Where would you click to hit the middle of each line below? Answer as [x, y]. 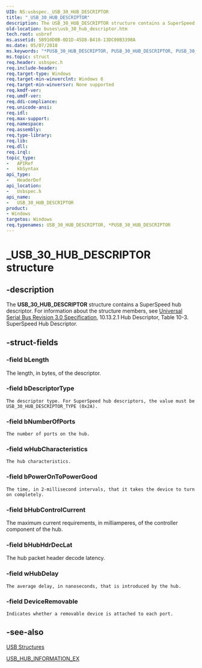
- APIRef [20, 164]
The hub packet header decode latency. [56, 558]
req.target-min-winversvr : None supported [60, 85]
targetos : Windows [29, 220]
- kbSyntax [23, 169]
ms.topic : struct [28, 57]
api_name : [19, 197]
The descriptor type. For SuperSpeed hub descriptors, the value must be [101, 401]
